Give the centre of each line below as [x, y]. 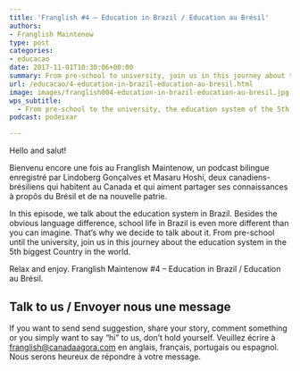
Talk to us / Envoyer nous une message [120, 306]
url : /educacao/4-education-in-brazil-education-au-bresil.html [131, 84]
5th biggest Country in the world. [70, 252]
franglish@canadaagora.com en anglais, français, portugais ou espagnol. [144, 347]
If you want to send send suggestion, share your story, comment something [148, 328]
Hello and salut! [38, 151]
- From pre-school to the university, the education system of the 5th [154, 109]
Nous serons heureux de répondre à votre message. [105, 356]
